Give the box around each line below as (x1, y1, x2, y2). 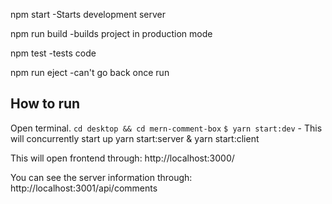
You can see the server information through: (10, 171, 193, 183)
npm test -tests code (10, 47, 97, 59)
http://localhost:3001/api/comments (10, 182, 158, 194)
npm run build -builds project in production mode (10, 28, 213, 39)
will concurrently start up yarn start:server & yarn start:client (10, 132, 260, 144)
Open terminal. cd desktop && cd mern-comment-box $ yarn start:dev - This (10, 122, 323, 134)
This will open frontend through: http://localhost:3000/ (10, 152, 235, 164)
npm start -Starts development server (10, 9, 167, 20)
